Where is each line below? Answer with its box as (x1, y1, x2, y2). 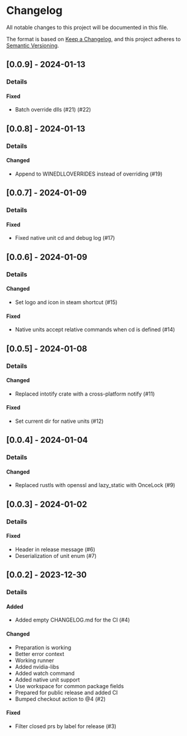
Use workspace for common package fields (14, 682, 124, 689)
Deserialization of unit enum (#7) (14, 552, 97, 559)
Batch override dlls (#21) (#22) (14, 106, 92, 113)
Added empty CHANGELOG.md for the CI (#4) (14, 616, 130, 624)
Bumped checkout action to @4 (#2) (14, 695, 106, 703)
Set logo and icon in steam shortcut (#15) (14, 299, 118, 306)
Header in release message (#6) (14, 546, 95, 553)
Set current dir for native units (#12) (14, 417, 104, 425)
